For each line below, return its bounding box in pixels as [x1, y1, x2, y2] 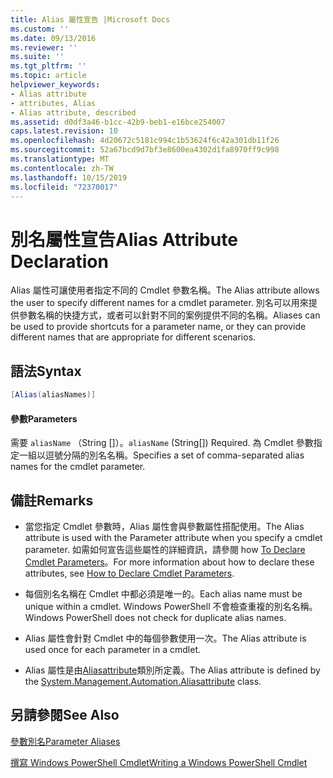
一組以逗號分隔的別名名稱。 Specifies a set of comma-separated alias [18, 449, 305, 461]
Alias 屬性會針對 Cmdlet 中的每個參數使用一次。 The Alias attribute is [24, 632, 307, 645]
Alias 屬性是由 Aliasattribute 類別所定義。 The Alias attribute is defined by [24, 664, 321, 676]
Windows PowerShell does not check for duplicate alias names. [24, 612, 287, 624]
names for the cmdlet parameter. [10, 461, 146, 473]
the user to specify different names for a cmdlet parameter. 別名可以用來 [10, 297, 309, 309]
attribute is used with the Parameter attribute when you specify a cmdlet [24, 532, 323, 544]
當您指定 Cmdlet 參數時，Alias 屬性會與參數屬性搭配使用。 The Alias [24, 521, 305, 533]
